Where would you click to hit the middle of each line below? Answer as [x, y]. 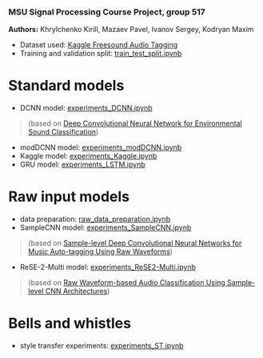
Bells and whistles [70, 324]
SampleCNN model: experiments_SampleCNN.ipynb [106, 227]
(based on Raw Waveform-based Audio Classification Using [126, 283]
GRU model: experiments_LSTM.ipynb [82, 165]
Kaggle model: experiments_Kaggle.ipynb [88, 156]
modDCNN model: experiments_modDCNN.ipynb [101, 147]
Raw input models [69, 197]
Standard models [66, 86]
